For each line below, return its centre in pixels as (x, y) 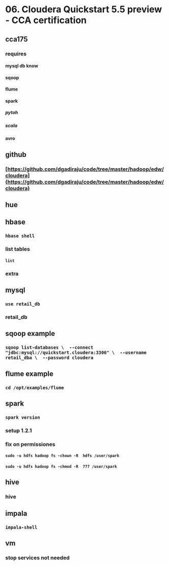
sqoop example (30, 334)
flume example (29, 373)
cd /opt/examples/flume (35, 388)
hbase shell (20, 236)
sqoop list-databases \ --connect (49, 348)
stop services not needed (37, 557)
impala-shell (21, 527)
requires (16, 54)
